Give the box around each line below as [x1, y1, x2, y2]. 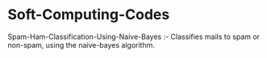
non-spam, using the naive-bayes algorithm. [7, 40, 155, 49]
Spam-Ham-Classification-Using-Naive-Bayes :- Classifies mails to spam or [7, 32, 260, 41]
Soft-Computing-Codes [7, 6, 170, 24]
